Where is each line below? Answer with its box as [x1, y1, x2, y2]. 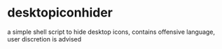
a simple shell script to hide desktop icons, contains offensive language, [7, 28, 216, 36]
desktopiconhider [7, 5, 113, 21]
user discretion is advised [7, 35, 82, 43]
